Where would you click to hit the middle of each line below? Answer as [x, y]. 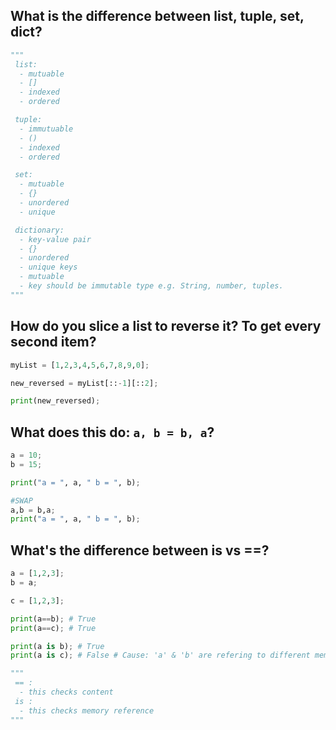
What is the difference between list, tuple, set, [157, 16]
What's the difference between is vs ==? [140, 550]
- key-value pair [55, 239]
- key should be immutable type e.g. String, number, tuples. [151, 286]
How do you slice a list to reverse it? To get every [166, 326]
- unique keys [48, 267]
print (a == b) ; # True [53, 619]
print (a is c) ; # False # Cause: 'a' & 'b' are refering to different [160, 655]
